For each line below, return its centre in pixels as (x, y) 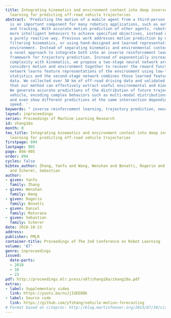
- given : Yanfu (21, 180)
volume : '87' (19, 246)
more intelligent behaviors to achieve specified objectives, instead (86, 34)
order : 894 (17, 156)
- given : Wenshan (24, 189)
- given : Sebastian (26, 218)
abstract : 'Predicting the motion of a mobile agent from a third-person (85, 19)
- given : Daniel (22, 208)
